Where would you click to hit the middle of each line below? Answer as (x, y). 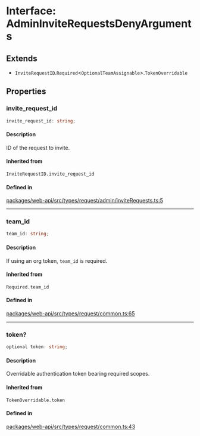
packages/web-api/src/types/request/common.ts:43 (71, 426)
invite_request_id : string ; (41, 121)
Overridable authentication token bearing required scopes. (78, 374)
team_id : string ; (28, 234)
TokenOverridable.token (36, 400)
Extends (22, 58)
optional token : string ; (37, 347)
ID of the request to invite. (38, 148)
